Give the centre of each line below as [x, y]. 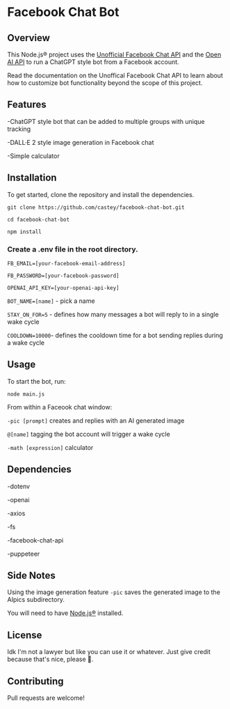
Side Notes [31, 575]
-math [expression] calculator [50, 447]
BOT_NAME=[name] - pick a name [51, 301]
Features [27, 105]
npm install [24, 232]
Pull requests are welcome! [46, 698]
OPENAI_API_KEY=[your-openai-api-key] [63, 288]
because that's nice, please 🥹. [50, 660]
